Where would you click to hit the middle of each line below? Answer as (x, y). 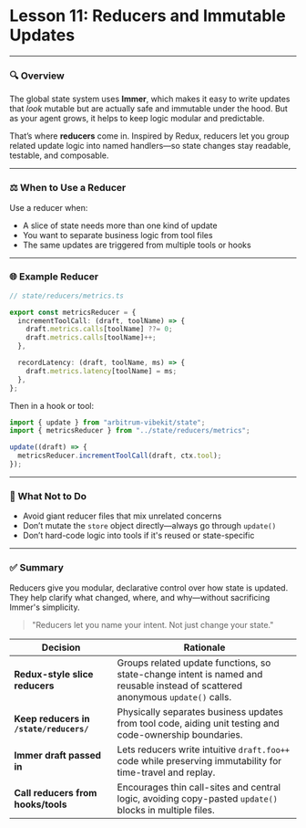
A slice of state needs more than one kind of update (120, 225)
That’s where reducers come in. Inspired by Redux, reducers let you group (149, 136)
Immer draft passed (58, 755)
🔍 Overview (37, 76)
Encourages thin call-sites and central (199, 787)
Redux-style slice (54, 674)
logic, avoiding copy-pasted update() (198, 798)
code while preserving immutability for (199, 760)
